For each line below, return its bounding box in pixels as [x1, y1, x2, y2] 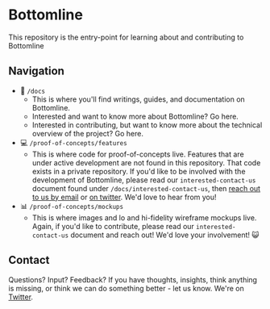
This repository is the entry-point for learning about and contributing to [8, 32, 244, 42]
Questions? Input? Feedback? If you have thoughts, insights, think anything [8, 274, 258, 284]
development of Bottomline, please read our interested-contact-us [31, 175, 256, 185]
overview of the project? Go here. [31, 128, 143, 138]
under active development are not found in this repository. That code [31, 157, 261, 167]
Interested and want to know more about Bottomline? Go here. [31, 111, 239, 121]
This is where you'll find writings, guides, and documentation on [31, 94, 246, 104]
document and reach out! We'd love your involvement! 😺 [70, 230, 260, 240]
